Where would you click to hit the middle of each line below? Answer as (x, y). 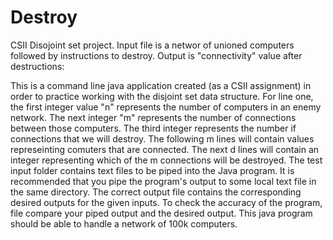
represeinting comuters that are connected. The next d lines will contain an (165, 149)
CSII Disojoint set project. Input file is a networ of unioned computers (152, 45)
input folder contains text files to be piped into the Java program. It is (152, 170)
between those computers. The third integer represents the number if (153, 128)
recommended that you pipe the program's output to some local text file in (163, 181)
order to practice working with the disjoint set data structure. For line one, (162, 96)
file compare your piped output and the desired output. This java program (161, 213)
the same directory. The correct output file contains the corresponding (156, 192)
